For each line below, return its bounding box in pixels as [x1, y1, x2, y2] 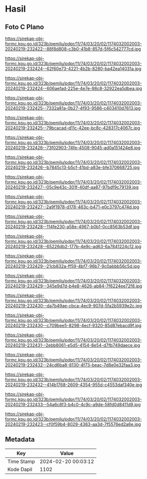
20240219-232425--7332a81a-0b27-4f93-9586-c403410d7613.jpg [5, 106, 141, 111]
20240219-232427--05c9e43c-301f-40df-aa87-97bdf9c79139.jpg [5, 184, 139, 190]
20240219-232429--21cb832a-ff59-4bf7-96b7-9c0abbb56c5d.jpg [5, 264, 140, 269]
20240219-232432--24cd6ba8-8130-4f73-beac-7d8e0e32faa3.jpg [5, 362, 141, 368]
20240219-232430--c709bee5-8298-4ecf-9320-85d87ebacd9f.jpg [5, 322, 142, 328]
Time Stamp [7, 458, 35, 465]
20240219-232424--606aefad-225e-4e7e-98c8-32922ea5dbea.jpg [5, 86, 142, 91]
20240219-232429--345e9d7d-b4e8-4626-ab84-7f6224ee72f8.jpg [5, 283, 142, 289]
